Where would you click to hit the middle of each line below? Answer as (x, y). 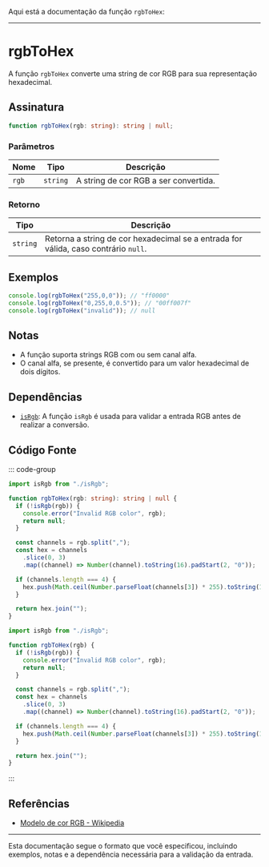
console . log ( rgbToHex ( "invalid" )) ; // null (82, 311)
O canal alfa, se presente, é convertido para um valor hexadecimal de (134, 363)
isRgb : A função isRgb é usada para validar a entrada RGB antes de (130, 417)
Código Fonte (43, 450)
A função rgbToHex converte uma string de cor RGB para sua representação (133, 73)
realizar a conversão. (54, 425)
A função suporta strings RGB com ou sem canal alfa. (108, 355)
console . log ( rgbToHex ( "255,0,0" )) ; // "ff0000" (89, 296)
